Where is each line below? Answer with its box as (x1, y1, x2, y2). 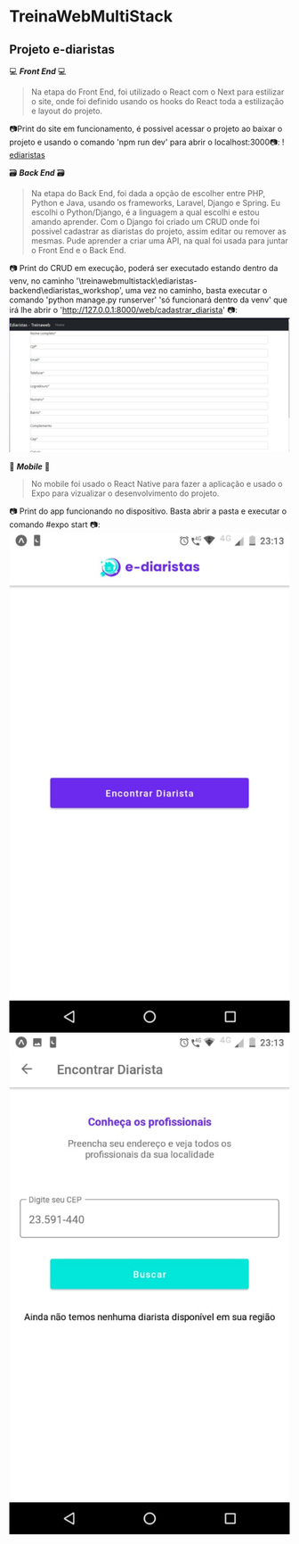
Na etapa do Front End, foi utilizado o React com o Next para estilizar (30, 87, 285, 97)
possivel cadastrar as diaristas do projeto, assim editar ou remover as (30, 226, 287, 236)
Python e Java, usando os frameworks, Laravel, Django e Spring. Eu (30, 198, 281, 208)
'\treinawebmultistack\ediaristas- (76, 276, 198, 286)
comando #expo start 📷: (9, 519, 101, 530)
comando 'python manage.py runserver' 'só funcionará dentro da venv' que (9, 294, 287, 305)
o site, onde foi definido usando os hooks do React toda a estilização (30, 96, 285, 106)
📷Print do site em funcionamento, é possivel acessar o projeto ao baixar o (9, 123, 283, 134)
